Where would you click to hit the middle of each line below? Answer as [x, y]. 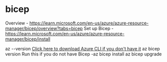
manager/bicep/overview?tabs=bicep [44, 28]
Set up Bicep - [99, 28]
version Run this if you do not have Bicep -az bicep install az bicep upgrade [83, 54]
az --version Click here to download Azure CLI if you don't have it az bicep [82, 48]
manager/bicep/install [28, 39]
